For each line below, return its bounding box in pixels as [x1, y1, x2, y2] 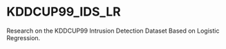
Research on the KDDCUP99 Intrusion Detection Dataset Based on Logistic [6, 27, 220, 35]
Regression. [6, 33, 41, 42]
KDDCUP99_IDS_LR [6, 4, 122, 20]
